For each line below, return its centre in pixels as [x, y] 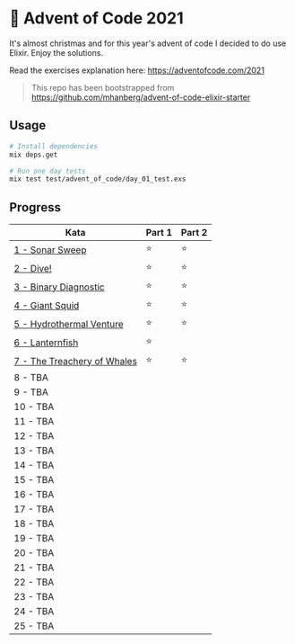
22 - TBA [34, 582]
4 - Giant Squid [47, 305]
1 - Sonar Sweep [50, 249]
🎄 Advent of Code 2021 [96, 18]
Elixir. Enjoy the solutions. [56, 52]
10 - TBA [34, 407]
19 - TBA [34, 539]
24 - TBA [34, 612]
